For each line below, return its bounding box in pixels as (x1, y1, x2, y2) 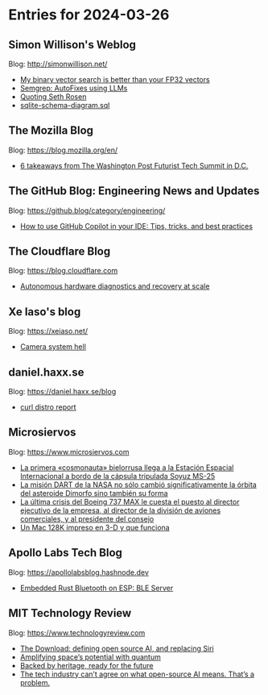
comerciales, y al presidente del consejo (19, 514, 155, 523)
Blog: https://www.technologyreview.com (8, 627, 146, 638)
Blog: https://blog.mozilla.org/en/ (8, 145, 118, 155)
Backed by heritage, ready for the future (19, 660, 154, 670)
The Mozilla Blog (8, 123, 94, 138)
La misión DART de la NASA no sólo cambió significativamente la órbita (19, 480, 258, 489)
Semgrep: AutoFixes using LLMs (19, 83, 128, 93)
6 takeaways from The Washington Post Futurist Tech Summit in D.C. (19, 160, 249, 170)
